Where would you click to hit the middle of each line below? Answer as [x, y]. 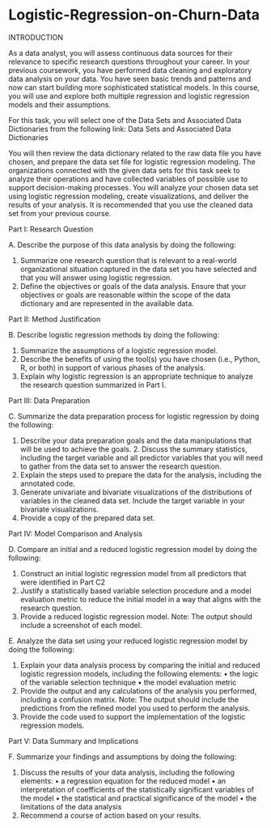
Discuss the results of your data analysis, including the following [127, 772]
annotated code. [47, 483]
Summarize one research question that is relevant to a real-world [128, 260]
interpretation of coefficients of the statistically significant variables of [137, 789]
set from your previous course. [60, 213]
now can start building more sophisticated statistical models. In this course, [134, 87]
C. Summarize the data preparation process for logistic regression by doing [134, 416]
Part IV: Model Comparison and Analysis [76, 533]
